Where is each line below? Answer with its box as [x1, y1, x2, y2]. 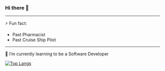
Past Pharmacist [12, 32, 46, 38]
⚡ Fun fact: [5, 21, 27, 26]
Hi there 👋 [5, 4, 29, 11]
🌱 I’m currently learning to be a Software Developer [5, 51, 109, 57]
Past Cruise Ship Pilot [12, 37, 56, 43]
